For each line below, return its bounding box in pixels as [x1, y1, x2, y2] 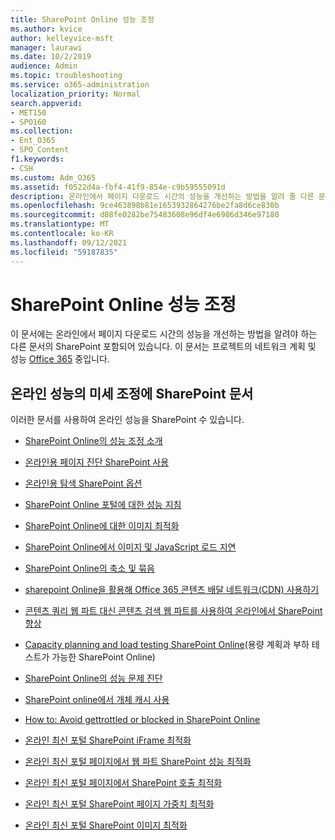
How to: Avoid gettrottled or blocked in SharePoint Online [24, 714, 261, 726]
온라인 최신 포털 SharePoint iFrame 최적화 [24, 734, 192, 746]
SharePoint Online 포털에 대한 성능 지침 [24, 499, 182, 511]
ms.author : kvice [10, 24, 83, 34]
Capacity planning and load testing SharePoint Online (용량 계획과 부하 [24, 639, 310, 651]
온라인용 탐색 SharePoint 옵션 [24, 477, 143, 490]
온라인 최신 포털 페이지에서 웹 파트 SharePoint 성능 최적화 [24, 756, 252, 768]
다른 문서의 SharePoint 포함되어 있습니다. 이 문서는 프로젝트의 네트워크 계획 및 [10, 341, 317, 353]
